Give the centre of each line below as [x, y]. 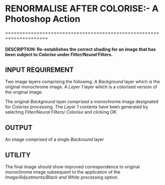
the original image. [24, 92]
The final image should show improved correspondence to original [73, 167]
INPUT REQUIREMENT [39, 70]
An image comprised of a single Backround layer [55, 139]
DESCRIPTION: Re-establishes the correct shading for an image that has [81, 49]
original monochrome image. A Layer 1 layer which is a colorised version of [81, 87]
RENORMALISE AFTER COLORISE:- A [82, 9]
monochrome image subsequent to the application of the [63, 172]
